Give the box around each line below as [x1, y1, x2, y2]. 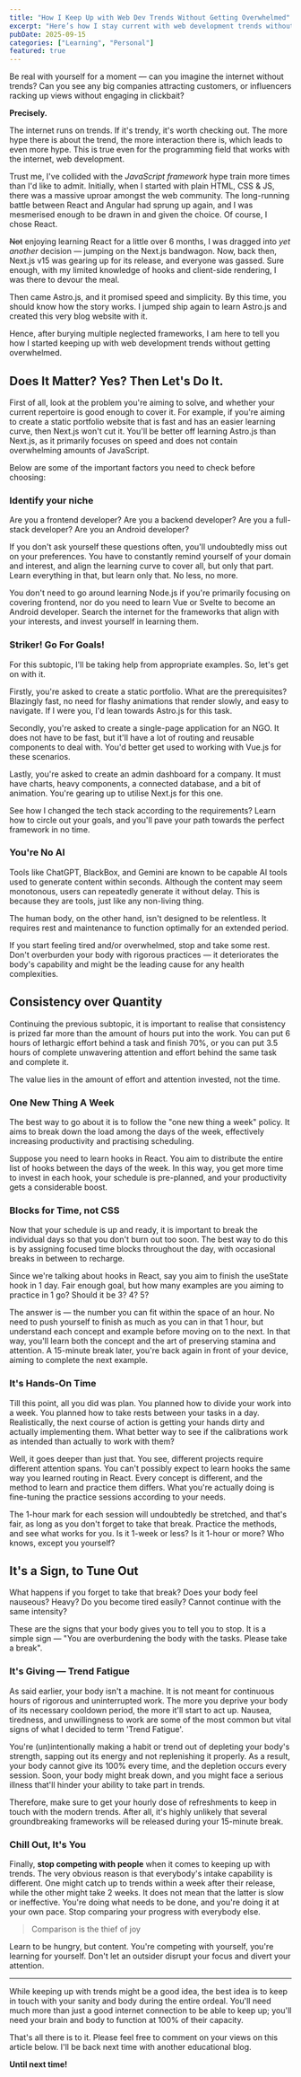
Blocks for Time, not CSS [9, 1204, 120, 1217]
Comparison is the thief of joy [30, 1923, 142, 1934]
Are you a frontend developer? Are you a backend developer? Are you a [9, 515, 274, 525]
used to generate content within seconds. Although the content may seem [9, 876, 283, 887]
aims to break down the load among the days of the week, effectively [9, 1126, 264, 1137]
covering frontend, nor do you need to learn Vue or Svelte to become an [9, 597, 276, 608]
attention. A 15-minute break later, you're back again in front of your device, [9, 1345, 288, 1356]
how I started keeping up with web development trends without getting [9, 338, 271, 348]
